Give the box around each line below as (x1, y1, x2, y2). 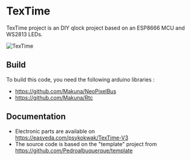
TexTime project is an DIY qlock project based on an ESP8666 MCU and (6, 24, 185, 31)
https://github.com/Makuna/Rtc (14, 94, 93, 101)
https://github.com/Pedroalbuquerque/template (14, 147, 133, 154)
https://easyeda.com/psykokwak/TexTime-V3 (14, 134, 128, 141)
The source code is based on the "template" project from (14, 140, 157, 147)
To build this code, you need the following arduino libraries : (6, 75, 155, 83)
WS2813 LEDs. (6, 30, 43, 37)
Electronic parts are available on (14, 127, 95, 135)
